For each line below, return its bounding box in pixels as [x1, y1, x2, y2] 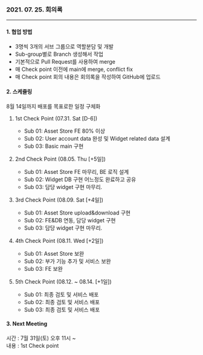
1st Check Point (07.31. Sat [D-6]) [14, 114, 98, 122]
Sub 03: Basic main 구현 [24, 142, 84, 150]
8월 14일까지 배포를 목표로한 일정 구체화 [6, 102, 101, 110]
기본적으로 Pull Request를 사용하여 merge [14, 58, 116, 65]
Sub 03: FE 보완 [24, 265, 63, 272]
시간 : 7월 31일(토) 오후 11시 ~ [6, 334, 76, 342]
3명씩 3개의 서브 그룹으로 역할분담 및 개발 [14, 42, 114, 50]
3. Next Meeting [6, 320, 48, 328]
